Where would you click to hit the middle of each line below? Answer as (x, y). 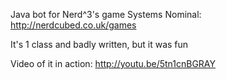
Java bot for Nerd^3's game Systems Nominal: (106, 14)
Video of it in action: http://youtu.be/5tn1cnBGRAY (113, 63)
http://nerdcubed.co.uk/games (73, 25)
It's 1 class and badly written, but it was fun (99, 44)
